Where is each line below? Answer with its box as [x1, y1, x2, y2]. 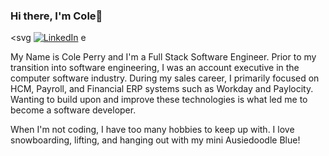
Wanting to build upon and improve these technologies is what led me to [10, 94, 308, 106]
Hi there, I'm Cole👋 [10, 9, 103, 23]
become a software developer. [10, 104, 137, 116]
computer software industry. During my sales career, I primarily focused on [10, 72, 320, 84]
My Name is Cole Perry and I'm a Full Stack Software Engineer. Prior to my [10, 51, 317, 63]
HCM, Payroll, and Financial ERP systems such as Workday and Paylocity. [10, 83, 314, 95]
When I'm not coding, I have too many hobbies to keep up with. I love [10, 124, 295, 136]
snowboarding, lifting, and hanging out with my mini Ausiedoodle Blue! [10, 134, 301, 146]
